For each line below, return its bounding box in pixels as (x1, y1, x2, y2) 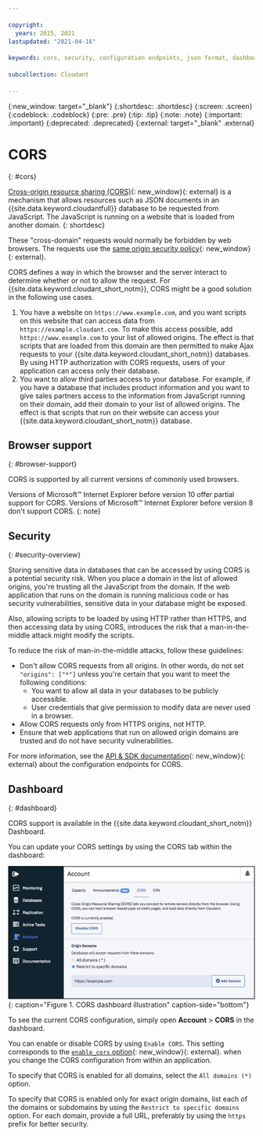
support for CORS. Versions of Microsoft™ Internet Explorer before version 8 (8, 499, 254, 508)
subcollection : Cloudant (8, 71, 89, 79)
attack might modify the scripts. (31, 630, 135, 640)
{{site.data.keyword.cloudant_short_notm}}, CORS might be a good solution (8, 283, 252, 294)
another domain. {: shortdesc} (8, 220, 106, 229)
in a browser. (31, 711, 74, 721)
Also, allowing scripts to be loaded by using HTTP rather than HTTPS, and (8, 614, 247, 623)
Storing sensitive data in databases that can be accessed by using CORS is (8, 565, 250, 575)
